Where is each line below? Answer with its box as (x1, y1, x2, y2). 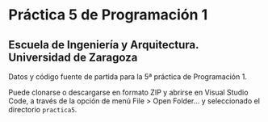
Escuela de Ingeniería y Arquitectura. (8, 38, 199, 52)
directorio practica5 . (8, 105, 77, 114)
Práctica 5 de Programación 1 (8, 6, 208, 24)
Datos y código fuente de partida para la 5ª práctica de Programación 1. (8, 72, 248, 82)
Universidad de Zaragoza (8, 50, 138, 64)
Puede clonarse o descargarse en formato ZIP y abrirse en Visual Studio (8, 87, 249, 97)
